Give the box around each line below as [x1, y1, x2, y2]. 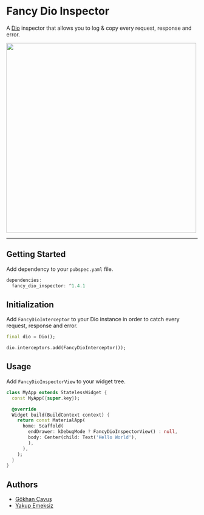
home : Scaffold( [22, 423, 64, 429]
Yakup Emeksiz [15, 502, 53, 510]
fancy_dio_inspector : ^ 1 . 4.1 [12, 282, 86, 289]
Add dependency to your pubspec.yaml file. [6, 265, 114, 273]
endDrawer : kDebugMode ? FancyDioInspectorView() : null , [28, 429, 178, 435]
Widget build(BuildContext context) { [12, 412, 110, 418]
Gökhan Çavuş [15, 496, 53, 503]
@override [12, 406, 36, 412]
